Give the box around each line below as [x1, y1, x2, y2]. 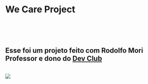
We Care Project [5, 4, 76, 15]
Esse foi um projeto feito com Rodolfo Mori [5, 46, 143, 55]
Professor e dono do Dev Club [5, 54, 102, 63]
